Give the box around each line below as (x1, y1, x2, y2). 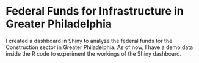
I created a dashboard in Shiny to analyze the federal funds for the (5, 37, 173, 44)
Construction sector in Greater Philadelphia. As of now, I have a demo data (5, 44, 194, 51)
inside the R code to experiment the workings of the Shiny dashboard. (5, 50, 182, 57)
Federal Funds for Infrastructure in (5, 4, 184, 18)
